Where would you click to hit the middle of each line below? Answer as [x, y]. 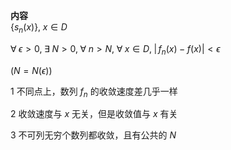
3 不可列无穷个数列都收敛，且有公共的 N [93, 135]
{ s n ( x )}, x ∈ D [39, 28]
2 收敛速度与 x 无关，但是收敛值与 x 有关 [94, 114]
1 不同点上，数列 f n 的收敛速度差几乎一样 [94, 92]
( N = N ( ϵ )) [31, 70]
